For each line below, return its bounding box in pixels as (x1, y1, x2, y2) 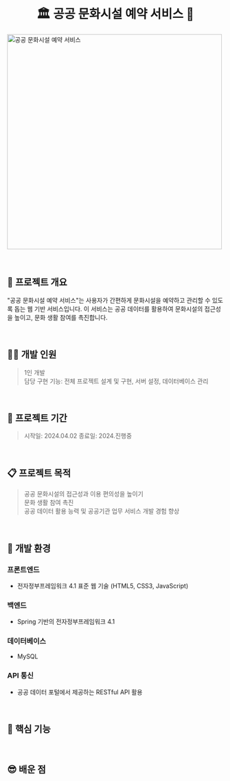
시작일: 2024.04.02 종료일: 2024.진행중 (23, 431, 133, 440)
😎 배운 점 (7, 763, 46, 775)
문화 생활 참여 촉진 (23, 498, 74, 506)
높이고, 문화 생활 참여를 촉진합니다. (14, 313, 108, 321)
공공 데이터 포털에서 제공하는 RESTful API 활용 (16, 687, 143, 696)
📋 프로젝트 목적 (7, 467, 71, 479)
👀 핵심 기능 (7, 723, 51, 735)
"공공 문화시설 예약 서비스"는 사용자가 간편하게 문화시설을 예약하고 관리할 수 (7, 296, 211, 304)
